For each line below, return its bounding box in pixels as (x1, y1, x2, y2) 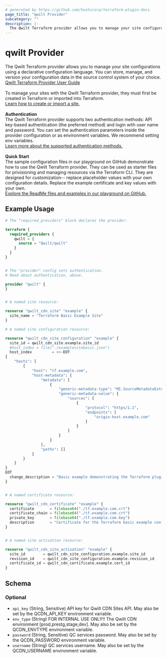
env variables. (5, 138, 34, 144)
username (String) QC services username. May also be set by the (12, 642, 144, 648)
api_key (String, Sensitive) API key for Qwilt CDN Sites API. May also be (12, 605, 159, 611)
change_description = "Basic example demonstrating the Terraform (9, 474, 150, 479)
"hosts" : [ (14, 359, 37, 364)
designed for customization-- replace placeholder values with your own (5, 175, 152, 181)
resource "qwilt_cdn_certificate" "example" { (5, 501, 103, 506)
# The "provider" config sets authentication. (5, 268, 103, 273)
